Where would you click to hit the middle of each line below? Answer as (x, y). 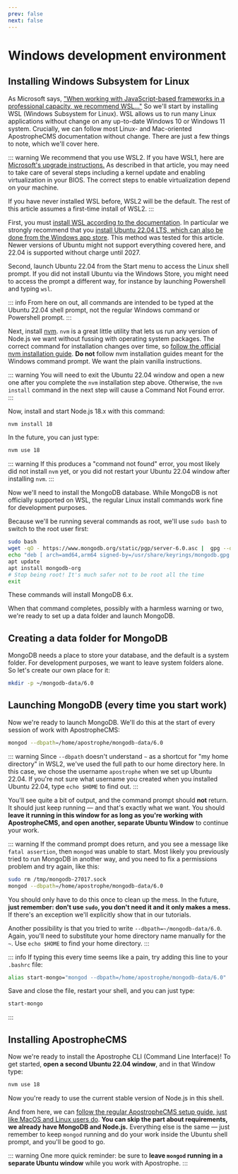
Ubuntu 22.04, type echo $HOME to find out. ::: (73, 786)
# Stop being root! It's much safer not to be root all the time (106, 575)
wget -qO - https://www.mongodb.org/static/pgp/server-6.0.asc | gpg (114, 549)
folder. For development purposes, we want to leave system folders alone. (116, 663)
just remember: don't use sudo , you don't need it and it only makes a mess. (119, 907)
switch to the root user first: (48, 529)
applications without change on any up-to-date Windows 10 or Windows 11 (117, 121)
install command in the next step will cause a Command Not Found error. (117, 390)
